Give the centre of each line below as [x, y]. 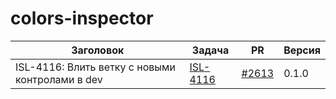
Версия [302, 50]
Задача [210, 50]
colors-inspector [82, 18]
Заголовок [98, 50]
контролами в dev [59, 79]
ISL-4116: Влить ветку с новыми [95, 67]
